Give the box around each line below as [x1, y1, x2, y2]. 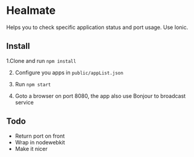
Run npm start [15, 80, 51, 88]
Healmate [6, 4, 56, 18]
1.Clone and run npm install [6, 57, 77, 64]
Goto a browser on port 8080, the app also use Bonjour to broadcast [15, 92, 186, 100]
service [15, 98, 34, 106]
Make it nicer [15, 145, 48, 152]
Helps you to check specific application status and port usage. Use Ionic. [6, 24, 189, 31]
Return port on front [15, 132, 65, 139]
